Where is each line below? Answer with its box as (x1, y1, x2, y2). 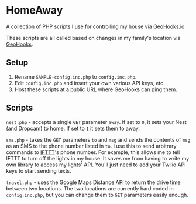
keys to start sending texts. (6, 167, 71, 174)
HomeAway (6, 4, 63, 17)
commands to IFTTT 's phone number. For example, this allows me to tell (6, 148, 180, 156)
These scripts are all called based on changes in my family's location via (6, 34, 181, 41)
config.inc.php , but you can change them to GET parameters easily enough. (6, 191, 189, 198)
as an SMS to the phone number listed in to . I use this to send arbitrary (6, 142, 177, 149)
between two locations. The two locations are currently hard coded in (6, 185, 174, 192)
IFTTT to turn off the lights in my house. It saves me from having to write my (6, 155, 190, 162)
